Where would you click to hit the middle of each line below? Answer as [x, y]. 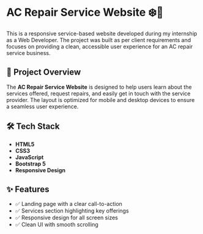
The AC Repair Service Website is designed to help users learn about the [99, 87]
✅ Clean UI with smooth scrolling [57, 225]
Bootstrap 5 [30, 164]
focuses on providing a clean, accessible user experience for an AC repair [100, 46]
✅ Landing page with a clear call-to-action [68, 204]
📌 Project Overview [44, 72]
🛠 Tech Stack [33, 126]
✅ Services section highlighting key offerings [72, 211]
